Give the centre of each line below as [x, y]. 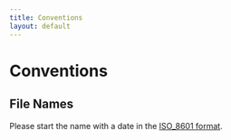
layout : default [40, 26]
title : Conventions [46, 18]
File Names [42, 104]
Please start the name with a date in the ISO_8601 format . [116, 126]
